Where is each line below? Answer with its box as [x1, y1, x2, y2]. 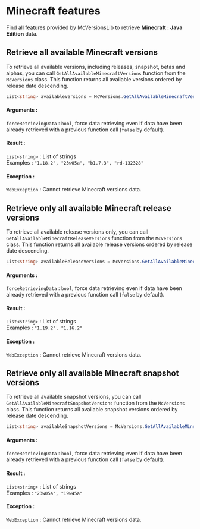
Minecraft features [6, 4, 101, 18]
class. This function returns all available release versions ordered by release [6, 241, 193, 248]
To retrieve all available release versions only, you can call [6, 228, 149, 235]
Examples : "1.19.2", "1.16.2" [6, 324, 83, 331]
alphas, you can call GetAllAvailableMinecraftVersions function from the [6, 70, 186, 77]
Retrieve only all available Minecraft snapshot [6, 368, 179, 378]
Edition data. [6, 30, 38, 37]
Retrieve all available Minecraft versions [6, 48, 158, 58]
